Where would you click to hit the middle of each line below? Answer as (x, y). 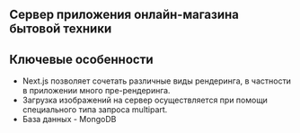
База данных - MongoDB (69, 120)
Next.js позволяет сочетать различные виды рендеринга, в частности (157, 81)
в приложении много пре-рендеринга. (96, 91)
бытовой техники (61, 29)
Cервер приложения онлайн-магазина (124, 15)
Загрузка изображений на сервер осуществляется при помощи (145, 100)
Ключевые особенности (82, 59)
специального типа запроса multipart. (95, 110)
